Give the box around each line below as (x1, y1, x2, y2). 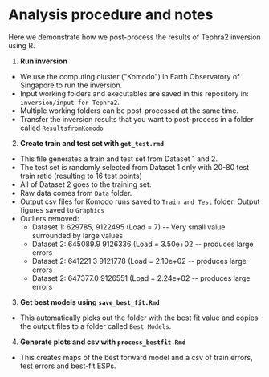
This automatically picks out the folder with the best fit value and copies (19, 313, 259, 322)
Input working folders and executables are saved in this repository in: (19, 88, 249, 98)
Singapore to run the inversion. (19, 80, 123, 90)
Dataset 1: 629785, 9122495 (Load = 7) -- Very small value (31, 222, 226, 232)
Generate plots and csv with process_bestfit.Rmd (19, 337, 186, 347)
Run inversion (19, 56, 68, 66)
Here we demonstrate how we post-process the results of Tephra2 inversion (8, 32, 261, 42)
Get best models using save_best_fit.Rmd (19, 297, 160, 306)
